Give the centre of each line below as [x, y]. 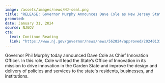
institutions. [17, 76]
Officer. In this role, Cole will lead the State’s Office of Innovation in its [76, 60]
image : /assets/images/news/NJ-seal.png [47, 10]
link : [15, 41]
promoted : [15, 19]
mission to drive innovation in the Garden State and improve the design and [81, 65]
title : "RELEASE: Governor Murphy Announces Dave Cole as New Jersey [78, 14]
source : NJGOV [20, 28]
